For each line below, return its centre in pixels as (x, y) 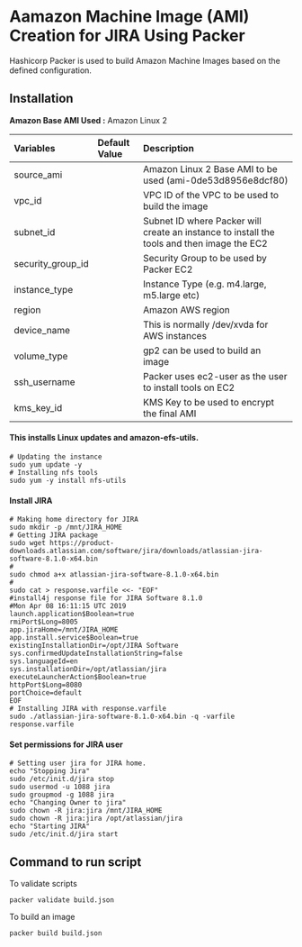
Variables (35, 148)
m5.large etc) (171, 295)
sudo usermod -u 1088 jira (60, 787)
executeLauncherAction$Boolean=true (78, 678)
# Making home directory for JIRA (74, 520)
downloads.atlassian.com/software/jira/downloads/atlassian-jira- (136, 551)
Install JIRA (31, 500)
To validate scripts (44, 884)
